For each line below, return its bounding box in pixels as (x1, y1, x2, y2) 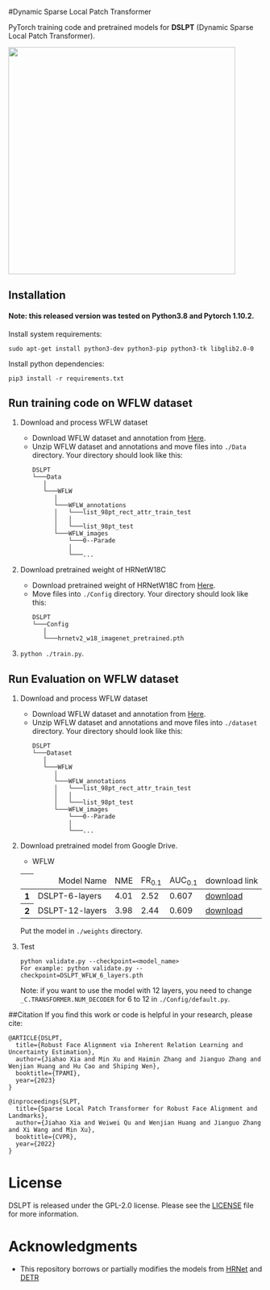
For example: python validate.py (19, 964, 133, 972)
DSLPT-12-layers (37, 904, 107, 915)
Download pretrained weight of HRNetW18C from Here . (31, 580, 216, 590)
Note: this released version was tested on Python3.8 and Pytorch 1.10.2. (8, 311, 255, 320)
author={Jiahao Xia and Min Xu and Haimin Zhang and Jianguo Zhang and (15, 1055, 262, 1063)
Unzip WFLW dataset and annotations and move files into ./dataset (31, 718, 258, 727)
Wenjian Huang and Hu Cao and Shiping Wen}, (8, 1062, 160, 1070)
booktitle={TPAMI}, (15, 1069, 81, 1077)
